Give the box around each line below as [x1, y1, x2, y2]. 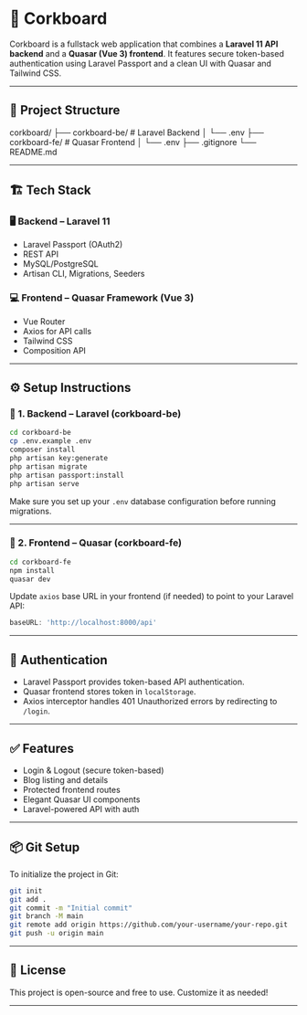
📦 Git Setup [9, 840, 80, 855]
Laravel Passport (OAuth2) [22, 239, 123, 250]
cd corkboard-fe [9, 557, 71, 566]
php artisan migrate [9, 461, 89, 471]
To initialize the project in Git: [9, 868, 119, 880]
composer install [9, 445, 76, 455]
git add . [9, 894, 48, 904]
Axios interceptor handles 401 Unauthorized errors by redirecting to [22, 696, 278, 707]
